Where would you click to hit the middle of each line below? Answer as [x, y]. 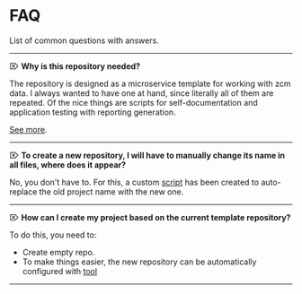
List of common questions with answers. [84, 40]
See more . [28, 129]
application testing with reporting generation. [93, 112]
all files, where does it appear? [68, 164]
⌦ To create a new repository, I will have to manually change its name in [147, 155]
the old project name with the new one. [111, 191]
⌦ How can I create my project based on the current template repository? [150, 217]
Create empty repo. [58, 252]
